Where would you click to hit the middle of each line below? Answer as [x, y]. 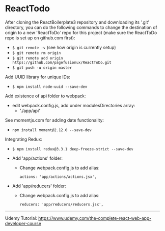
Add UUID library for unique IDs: [38, 77]
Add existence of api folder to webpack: [45, 96]
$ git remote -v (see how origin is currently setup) [64, 47]
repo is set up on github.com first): [40, 38]
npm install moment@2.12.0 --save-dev [52, 130]
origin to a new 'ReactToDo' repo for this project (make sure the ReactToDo [81, 32]
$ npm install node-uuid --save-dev [50, 87]
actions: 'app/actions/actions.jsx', [58, 177]
